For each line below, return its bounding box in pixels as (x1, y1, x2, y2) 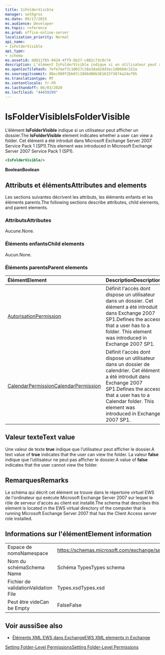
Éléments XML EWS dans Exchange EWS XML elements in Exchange (12, 635, 151, 641)
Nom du (7, 558, 26, 565)
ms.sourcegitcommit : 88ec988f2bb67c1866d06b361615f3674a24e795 (5, 72, 137, 76)
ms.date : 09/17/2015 (5, 16, 48, 21)
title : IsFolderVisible (5, 7, 54, 12)
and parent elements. (5, 205, 48, 210)
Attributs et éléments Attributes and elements (5, 181, 147, 189)
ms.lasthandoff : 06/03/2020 (5, 85, 63, 90)
